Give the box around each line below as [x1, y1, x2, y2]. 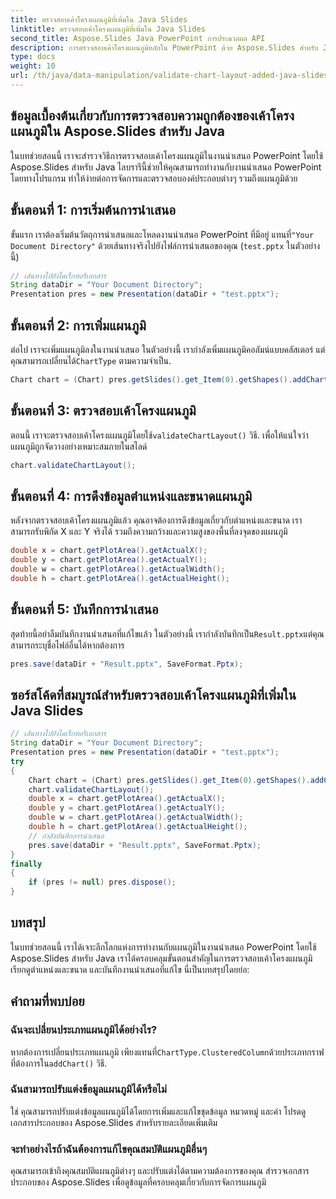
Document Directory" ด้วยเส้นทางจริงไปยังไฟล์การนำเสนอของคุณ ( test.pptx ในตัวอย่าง [10, 239, 321, 251]
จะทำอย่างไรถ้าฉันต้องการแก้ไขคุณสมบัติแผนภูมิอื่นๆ [10, 1142, 208, 1156]
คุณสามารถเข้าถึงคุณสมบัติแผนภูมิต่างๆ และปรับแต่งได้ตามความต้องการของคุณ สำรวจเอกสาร [10, 1165, 310, 1177]
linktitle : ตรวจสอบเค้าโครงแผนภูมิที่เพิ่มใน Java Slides [10, 24, 206, 34]
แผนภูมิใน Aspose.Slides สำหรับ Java [10, 123, 226, 140]
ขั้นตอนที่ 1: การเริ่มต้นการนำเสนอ [10, 202, 177, 219]
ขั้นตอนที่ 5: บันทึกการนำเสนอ [10, 601, 159, 618]
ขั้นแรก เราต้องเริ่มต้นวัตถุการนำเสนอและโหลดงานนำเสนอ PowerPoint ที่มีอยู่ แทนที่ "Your [10, 228, 315, 240]
